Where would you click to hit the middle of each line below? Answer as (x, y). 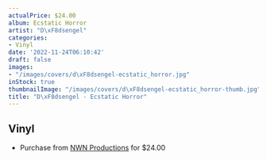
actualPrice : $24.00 (43, 15)
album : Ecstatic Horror (48, 23)
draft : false (30, 60)
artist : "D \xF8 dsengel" (48, 30)
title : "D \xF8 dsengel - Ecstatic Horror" (78, 97)
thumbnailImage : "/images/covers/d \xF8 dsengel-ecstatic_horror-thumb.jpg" (135, 89)
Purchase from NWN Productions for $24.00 (93, 148)
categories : (28, 38)
